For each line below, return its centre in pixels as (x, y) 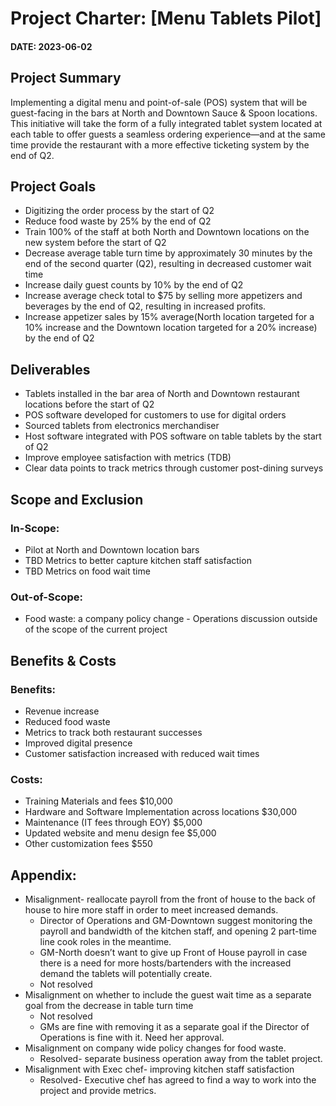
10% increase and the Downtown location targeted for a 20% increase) (171, 328)
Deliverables (50, 369)
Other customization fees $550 (88, 844)
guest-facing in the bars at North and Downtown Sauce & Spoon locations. (164, 113)
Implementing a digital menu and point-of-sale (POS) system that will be (159, 102)
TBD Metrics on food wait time (87, 571)
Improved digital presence (78, 743)
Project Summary (66, 78)
